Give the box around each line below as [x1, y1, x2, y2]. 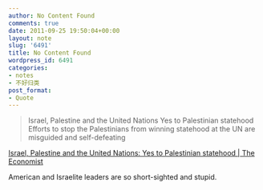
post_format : [8, 86, 52, 95]
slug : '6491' [8, 42, 52, 50]
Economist [8, 157, 44, 167]
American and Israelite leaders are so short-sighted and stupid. [8, 172, 217, 182]
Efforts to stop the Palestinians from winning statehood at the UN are [27, 124, 256, 134]
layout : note [8, 34, 52, 42]
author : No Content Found [8, 11, 95, 20]
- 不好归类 [8, 79, 40, 87]
